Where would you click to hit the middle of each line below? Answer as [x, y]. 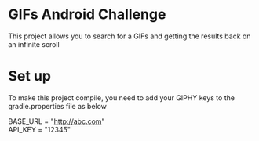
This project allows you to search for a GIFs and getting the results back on [129, 36]
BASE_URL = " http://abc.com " [57, 121]
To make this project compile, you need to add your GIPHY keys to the [122, 98]
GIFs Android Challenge [87, 14]
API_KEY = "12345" [39, 129]
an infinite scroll [34, 44]
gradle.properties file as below [58, 106]
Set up [29, 76]
